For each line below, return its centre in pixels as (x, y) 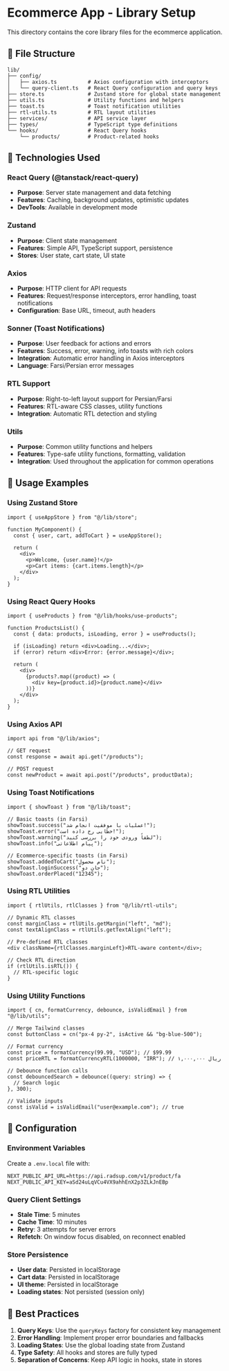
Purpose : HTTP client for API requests (72, 289)
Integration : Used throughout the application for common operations (116, 461)
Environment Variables (46, 1148)
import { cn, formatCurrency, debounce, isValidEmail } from (97, 1010)
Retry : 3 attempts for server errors (66, 1229)
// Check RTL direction (42, 960)
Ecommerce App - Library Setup (101, 13)
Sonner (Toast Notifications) (56, 328)
